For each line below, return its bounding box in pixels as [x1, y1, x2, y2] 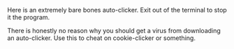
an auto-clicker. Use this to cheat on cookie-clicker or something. [7, 34, 196, 42]
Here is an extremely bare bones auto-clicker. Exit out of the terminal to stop [7, 6, 227, 14]
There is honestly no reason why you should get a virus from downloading [7, 27, 221, 35]
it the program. [7, 13, 50, 21]
